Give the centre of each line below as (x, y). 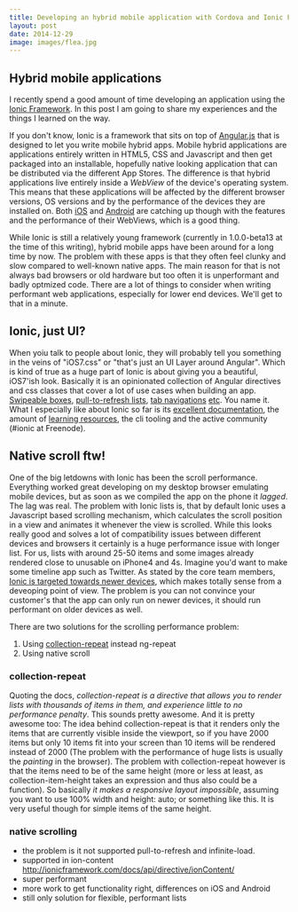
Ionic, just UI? (47, 331)
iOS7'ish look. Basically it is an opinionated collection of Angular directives (145, 381)
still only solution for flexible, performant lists (104, 898)
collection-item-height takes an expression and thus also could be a (133, 780)
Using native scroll (56, 653)
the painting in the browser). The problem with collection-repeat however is (147, 761)
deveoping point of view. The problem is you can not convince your (132, 590)
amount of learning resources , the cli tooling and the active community (138, 419)
